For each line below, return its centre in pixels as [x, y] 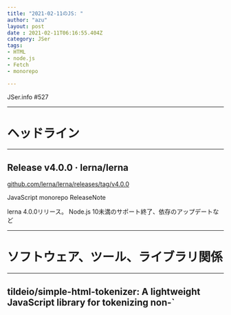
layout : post [26, 26]
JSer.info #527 [28, 96]
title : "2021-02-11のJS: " [45, 13]
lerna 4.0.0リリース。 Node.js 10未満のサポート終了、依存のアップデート [110, 212]
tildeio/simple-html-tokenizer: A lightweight [104, 291]
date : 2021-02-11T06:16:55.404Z [55, 33]
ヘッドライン [44, 133]
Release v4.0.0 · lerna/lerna [68, 167]
